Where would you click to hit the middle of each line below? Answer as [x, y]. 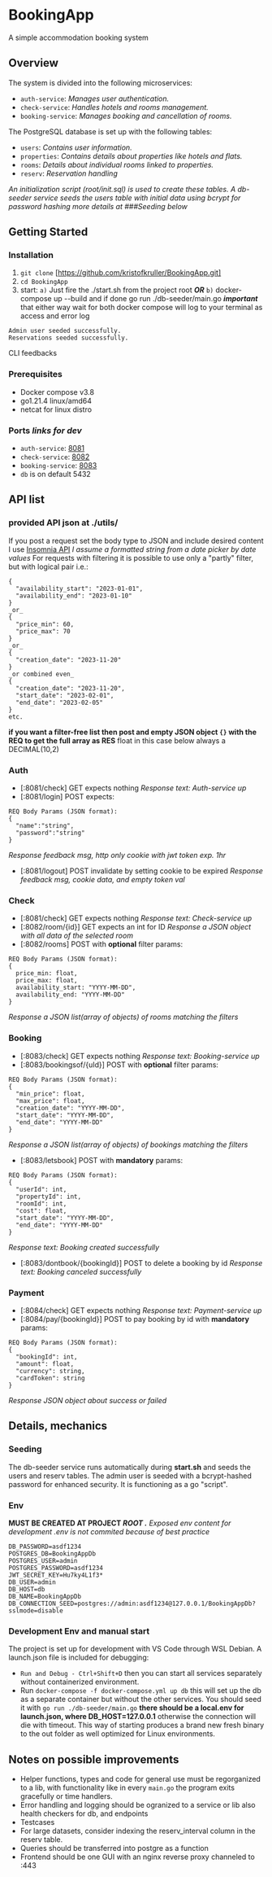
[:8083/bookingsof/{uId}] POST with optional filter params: [119, 1065]
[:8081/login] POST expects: [67, 797]
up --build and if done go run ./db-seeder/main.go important [155, 299]
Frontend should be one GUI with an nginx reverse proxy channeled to [138, 1857]
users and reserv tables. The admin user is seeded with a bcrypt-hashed [130, 1476]
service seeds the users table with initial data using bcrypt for [137, 198]
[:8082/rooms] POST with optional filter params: [101, 944]
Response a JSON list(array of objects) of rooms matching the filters [123, 1017]
